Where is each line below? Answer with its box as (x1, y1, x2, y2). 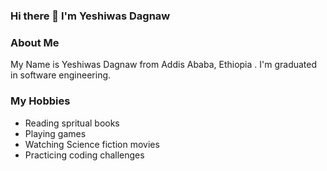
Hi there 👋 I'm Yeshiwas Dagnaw (10, 9, 171, 23)
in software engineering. (10, 69, 112, 81)
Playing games (24, 127, 87, 139)
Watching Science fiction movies (24, 138, 160, 150)
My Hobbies (10, 94, 71, 108)
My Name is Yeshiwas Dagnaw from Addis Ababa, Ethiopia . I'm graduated (10, 59, 318, 71)
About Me (10, 35, 60, 49)
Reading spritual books (24, 117, 120, 129)
